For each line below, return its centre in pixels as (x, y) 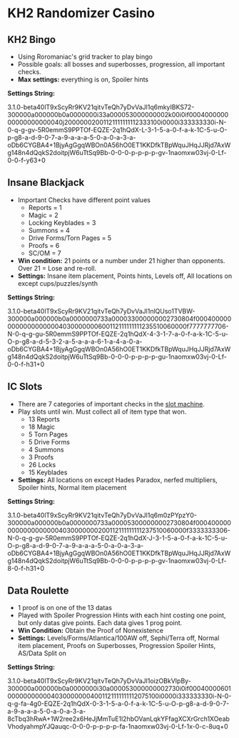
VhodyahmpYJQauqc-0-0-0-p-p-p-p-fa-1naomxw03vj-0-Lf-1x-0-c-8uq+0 (118, 727)
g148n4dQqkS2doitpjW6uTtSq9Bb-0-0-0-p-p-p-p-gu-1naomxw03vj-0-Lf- (117, 356)
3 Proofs (41, 457)
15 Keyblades (48, 472)
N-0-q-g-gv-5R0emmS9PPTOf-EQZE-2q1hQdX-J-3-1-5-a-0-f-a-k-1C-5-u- (118, 538)
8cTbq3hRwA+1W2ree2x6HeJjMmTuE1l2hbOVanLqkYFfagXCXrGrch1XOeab (119, 719)
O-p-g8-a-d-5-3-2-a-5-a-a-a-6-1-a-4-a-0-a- (75, 341)
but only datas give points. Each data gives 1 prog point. (100, 623)
